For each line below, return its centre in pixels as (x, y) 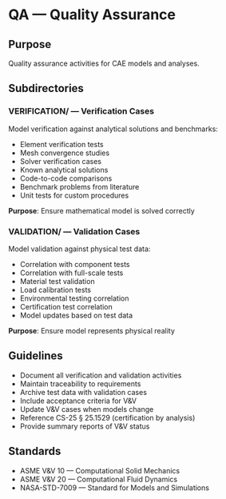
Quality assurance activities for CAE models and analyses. (104, 63)
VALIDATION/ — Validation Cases (74, 231)
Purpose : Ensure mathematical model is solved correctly (102, 210)
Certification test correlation (66, 306)
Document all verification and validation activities (101, 375)
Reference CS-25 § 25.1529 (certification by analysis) (107, 417)
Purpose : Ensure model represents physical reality (92, 330)
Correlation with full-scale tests (71, 273)
